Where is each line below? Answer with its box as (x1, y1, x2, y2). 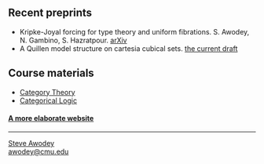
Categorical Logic (19, 96, 77, 105)
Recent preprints (8, 6, 93, 20)
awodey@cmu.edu (8, 147, 69, 156)
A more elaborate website (8, 114, 94, 123)
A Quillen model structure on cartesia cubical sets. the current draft (19, 43, 238, 53)
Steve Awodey (8, 138, 55, 148)
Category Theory (19, 87, 75, 97)
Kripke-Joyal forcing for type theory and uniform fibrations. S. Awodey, (19, 27, 250, 36)
